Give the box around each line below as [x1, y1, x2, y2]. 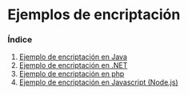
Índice [7, 34, 33, 46]
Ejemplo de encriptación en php [18, 69, 125, 79]
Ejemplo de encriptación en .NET [18, 61, 128, 70]
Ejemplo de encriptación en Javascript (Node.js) [18, 77, 178, 87]
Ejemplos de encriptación [7, 6, 181, 24]
